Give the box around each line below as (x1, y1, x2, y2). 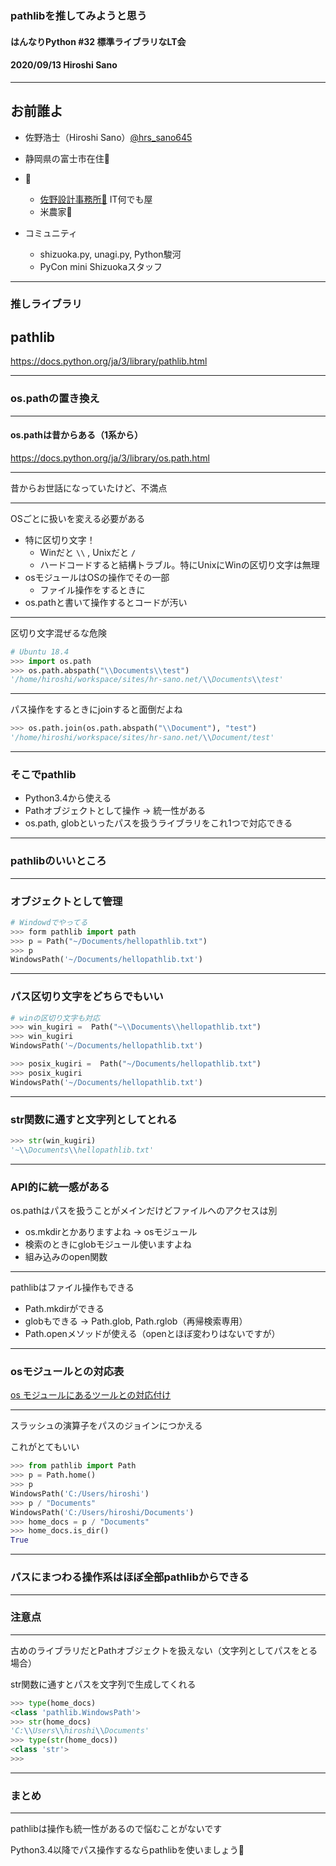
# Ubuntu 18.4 (10, 647, 70, 657)
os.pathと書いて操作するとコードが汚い (24, 596, 188, 608)
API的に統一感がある (10, 1180, 110, 1194)
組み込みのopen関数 (24, 1251, 108, 1263)
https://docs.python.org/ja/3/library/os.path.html (10, 452, 210, 464)
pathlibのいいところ (10, 854, 107, 868)
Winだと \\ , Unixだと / (39, 546, 137, 558)
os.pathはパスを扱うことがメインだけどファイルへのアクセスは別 (10, 1205, 278, 1217)
